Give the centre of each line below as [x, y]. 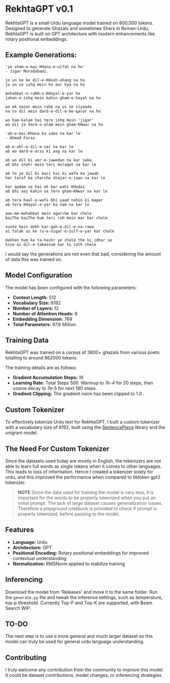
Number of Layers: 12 [36, 308]
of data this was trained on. [34, 259]
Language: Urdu [30, 542]
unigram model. [22, 433]
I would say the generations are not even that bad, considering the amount [83, 254]
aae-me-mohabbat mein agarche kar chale [49, 213]
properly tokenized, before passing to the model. [69, 514]
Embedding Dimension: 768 [42, 319]
